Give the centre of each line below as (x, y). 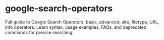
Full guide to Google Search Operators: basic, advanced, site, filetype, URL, (82, 22)
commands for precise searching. (40, 32)
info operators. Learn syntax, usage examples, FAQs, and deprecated (76, 27)
